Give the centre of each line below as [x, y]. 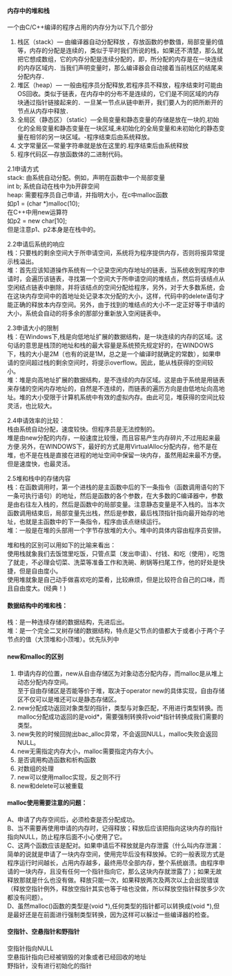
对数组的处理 [35, 768]
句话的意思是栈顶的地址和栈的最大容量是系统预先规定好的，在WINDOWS [110, 345]
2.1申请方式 [23, 169]
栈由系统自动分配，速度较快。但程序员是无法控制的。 [83, 430]
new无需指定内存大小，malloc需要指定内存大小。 [87, 751]
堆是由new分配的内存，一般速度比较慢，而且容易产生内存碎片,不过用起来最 [114, 438]
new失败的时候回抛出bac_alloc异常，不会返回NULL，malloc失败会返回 [117, 734]
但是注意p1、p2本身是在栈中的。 [53, 230]
